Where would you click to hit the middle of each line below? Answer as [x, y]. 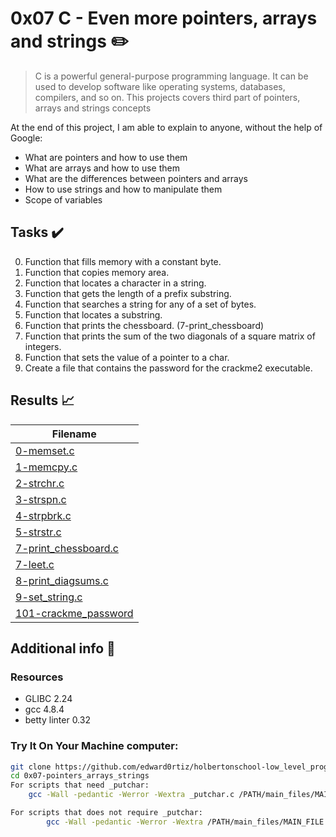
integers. [43, 346]
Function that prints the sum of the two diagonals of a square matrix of [170, 336]
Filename [74, 434]
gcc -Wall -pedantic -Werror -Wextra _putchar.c [131, 795]
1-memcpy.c [46, 467]
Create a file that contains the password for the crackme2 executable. [168, 368]
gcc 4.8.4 [44, 709]
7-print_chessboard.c [67, 548]
